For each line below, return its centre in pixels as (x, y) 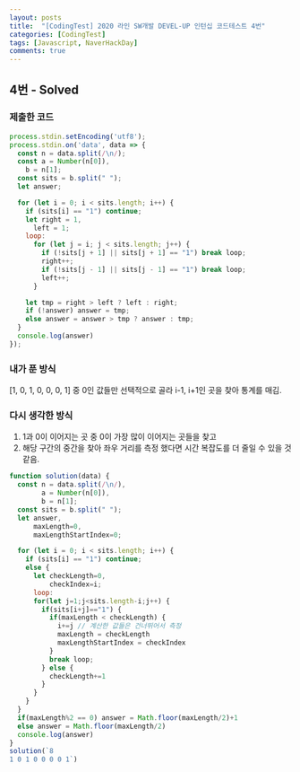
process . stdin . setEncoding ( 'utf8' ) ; (77, 136)
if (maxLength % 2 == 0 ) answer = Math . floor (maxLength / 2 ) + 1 (128, 718)
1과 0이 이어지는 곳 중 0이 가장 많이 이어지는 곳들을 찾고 (119, 437)
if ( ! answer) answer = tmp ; (77, 311)
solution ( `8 (31, 751)
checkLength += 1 (77, 676)
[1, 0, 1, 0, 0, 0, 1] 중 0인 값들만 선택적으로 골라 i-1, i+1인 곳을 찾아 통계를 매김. (146, 390)
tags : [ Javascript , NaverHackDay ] (74, 43)
